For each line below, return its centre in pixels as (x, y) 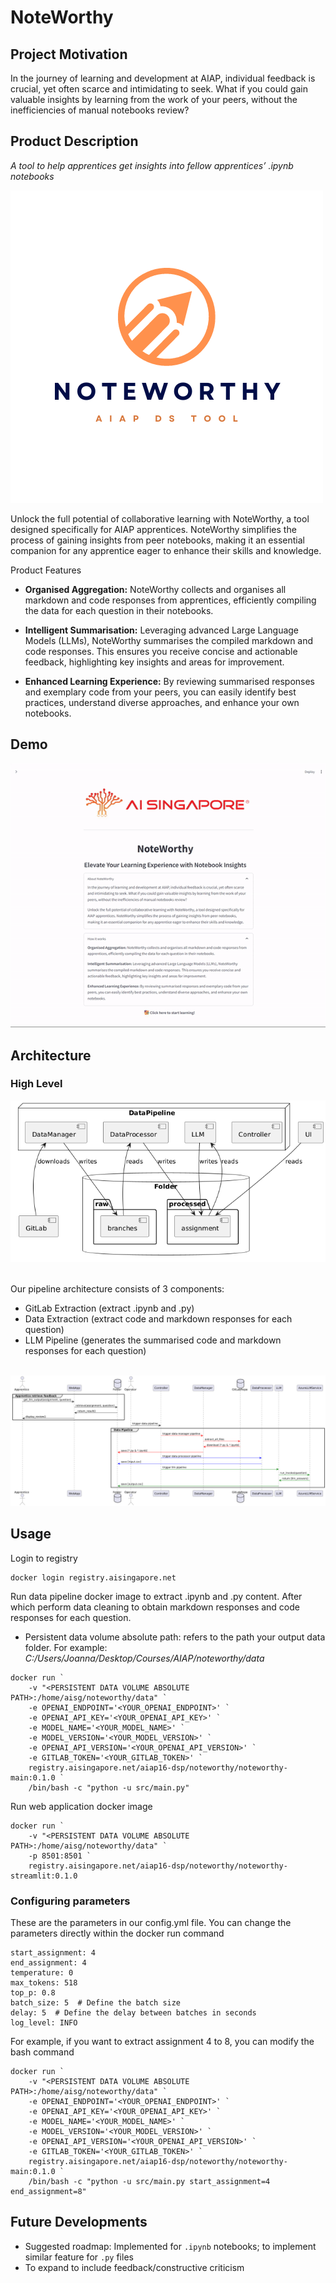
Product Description (74, 141)
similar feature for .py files (79, 2257)
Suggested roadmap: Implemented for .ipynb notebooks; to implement (170, 2246)
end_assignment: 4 (48, 1962)
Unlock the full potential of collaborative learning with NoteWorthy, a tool (160, 518)
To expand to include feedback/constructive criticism (134, 2267)
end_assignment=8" (48, 2191)
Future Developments (79, 2222)
